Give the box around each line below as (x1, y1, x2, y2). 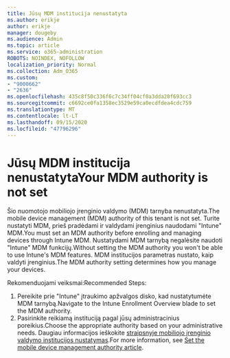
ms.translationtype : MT (7, 106, 76, 113)
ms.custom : (7, 74, 38, 81)
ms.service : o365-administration (7, 49, 103, 56)
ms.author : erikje (7, 17, 60, 23)
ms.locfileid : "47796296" (7, 125, 81, 132)
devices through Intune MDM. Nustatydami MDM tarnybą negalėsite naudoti (7, 236, 223, 244)
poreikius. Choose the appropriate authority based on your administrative (16, 322, 223, 330)
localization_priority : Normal (7, 61, 97, 68)
